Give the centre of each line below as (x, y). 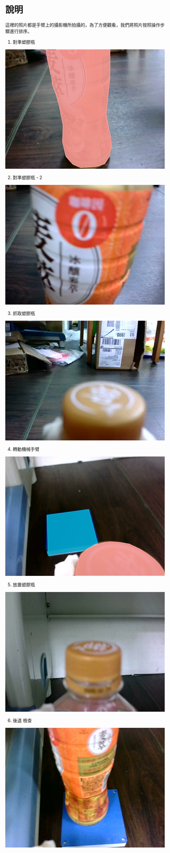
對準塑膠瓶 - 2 (27, 178)
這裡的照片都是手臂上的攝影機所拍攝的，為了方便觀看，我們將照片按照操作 (83, 25)
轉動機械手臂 (26, 449)
